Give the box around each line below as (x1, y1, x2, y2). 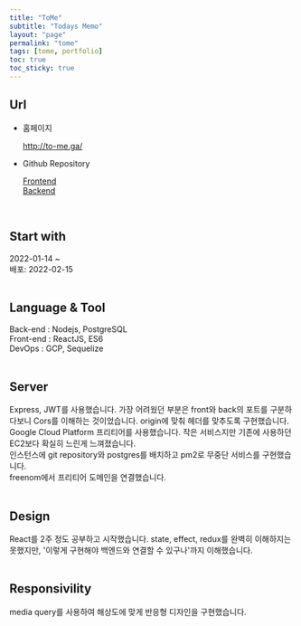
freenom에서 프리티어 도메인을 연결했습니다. (9, 472, 167, 483)
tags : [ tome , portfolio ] (9, 47, 103, 56)
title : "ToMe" (9, 13, 63, 23)
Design (9, 508, 51, 524)
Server (9, 379, 49, 394)
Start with (9, 229, 66, 244)
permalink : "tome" (9, 38, 79, 48)
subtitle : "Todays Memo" (9, 22, 103, 31)
